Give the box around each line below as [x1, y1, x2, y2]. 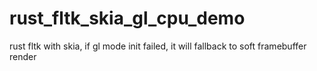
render [9, 50, 37, 62]
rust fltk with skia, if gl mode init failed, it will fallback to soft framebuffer [9, 40, 307, 52]
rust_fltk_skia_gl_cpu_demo [9, 7, 246, 30]
